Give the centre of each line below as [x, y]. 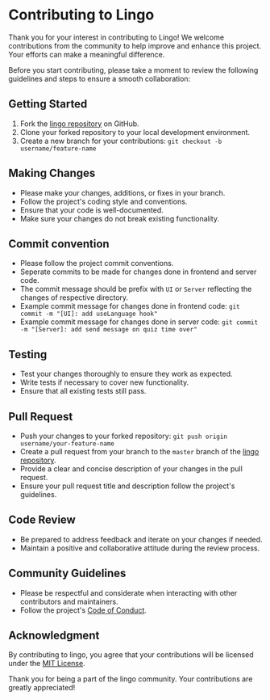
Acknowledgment [54, 636]
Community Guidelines [67, 573]
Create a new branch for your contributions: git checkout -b [121, 141]
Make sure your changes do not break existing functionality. [120, 218]
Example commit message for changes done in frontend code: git [130, 306]
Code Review [42, 520]
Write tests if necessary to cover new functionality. [104, 382]
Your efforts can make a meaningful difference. [87, 54]
